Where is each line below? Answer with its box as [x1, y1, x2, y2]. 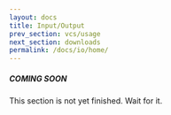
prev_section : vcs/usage [9, 29, 101, 38]
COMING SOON [9, 73, 68, 84]
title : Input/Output [9, 21, 86, 30]
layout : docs [9, 12, 58, 22]
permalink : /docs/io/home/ [9, 46, 109, 55]
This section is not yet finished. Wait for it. [9, 96, 163, 106]
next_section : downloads [9, 37, 101, 47]
